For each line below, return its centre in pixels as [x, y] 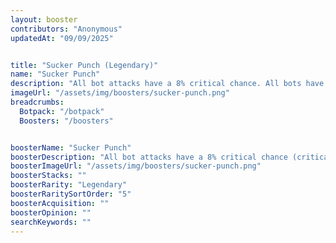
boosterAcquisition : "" [60, 203]
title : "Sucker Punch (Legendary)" [84, 65]
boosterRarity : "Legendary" [69, 185]
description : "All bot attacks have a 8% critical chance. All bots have [167, 84]
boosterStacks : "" [48, 176]
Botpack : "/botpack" [62, 111]
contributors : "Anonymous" [66, 29]
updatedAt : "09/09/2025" [62, 38]
